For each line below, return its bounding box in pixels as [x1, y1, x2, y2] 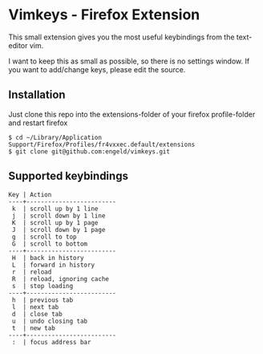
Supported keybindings [8, 169, 128, 183]
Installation [8, 88, 66, 102]
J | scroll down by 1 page [11, 226, 106, 234]
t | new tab [11, 323, 56, 332]
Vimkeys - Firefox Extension [8, 6, 200, 24]
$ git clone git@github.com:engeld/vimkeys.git [8, 147, 171, 156]
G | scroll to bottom [11, 239, 88, 248]
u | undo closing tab [11, 317, 88, 325]
